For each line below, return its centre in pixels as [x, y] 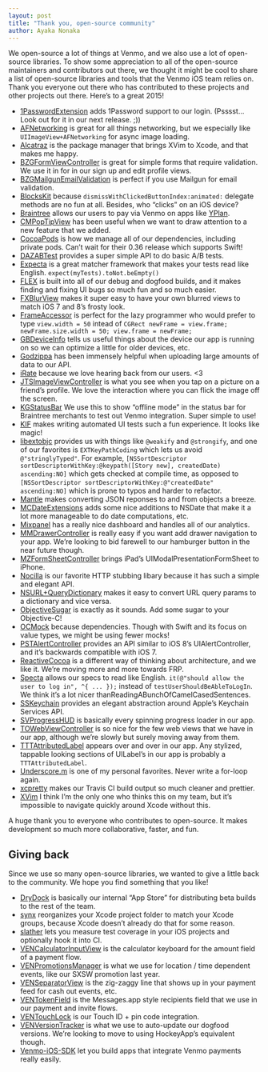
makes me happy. [49, 154]
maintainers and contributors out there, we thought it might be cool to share [133, 70]
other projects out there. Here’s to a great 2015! [86, 96]
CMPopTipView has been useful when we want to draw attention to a [134, 222]
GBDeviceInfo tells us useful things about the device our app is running [137, 339]
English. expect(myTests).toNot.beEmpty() [90, 273]
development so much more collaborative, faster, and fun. [104, 830]
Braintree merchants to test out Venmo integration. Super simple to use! [138, 416]
